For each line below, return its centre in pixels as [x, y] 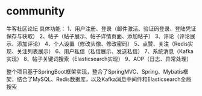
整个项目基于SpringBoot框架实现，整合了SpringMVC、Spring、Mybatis [95, 71]
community [36, 11]
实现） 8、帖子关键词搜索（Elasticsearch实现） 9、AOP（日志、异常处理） [99, 59]
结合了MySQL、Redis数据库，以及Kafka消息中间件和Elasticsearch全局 [104, 79]
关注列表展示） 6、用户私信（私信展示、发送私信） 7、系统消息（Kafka [105, 51]
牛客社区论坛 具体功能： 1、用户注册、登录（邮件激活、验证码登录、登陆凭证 [101, 28]
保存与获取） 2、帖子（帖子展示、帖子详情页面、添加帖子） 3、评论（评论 [98, 36]
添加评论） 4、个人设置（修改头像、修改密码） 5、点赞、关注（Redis [102, 43]
